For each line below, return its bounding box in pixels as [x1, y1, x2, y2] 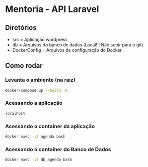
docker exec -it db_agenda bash [5, 157, 72, 163]
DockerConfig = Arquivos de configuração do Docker [12, 47, 122, 53]
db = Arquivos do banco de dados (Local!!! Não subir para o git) [12, 42, 143, 48]
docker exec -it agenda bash [5, 134, 66, 139]
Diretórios [5, 23, 37, 32]
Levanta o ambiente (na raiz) [5, 76, 75, 83]
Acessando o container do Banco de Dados [5, 146, 111, 153]
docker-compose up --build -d [5, 88, 68, 93]
